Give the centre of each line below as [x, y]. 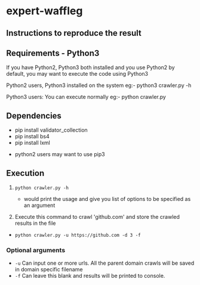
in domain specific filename [49, 269]
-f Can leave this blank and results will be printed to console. [90, 276]
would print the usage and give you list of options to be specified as [107, 199]
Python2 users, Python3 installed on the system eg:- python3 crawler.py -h [99, 85]
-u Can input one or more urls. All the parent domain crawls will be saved [104, 263]
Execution [25, 173]
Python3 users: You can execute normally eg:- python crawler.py [86, 97]
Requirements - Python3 [53, 53]
